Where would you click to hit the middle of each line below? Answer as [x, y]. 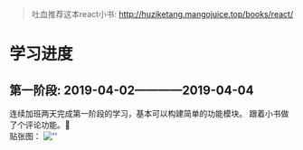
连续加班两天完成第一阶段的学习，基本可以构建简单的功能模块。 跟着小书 [145, 113]
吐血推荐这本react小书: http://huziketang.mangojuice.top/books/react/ [162, 14]
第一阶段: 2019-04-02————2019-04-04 [132, 90]
